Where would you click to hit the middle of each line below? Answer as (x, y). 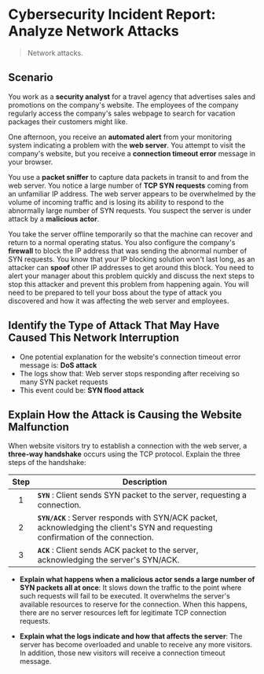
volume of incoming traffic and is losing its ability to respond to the (116, 202)
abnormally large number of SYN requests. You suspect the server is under (130, 211)
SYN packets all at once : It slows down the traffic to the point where (130, 588)
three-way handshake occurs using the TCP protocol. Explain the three (125, 454)
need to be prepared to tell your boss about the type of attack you (115, 292)
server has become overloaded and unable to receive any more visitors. (136, 645)
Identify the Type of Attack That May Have (114, 326)
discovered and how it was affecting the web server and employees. (119, 301)
